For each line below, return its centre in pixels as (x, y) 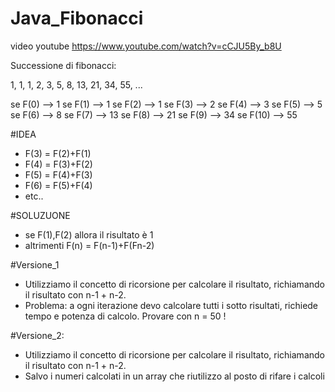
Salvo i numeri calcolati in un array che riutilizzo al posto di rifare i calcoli (174, 376)
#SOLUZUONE (40, 215)
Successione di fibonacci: (63, 65)
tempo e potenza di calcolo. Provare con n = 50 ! (125, 316)
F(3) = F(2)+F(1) (58, 153)
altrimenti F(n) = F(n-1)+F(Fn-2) (89, 245)
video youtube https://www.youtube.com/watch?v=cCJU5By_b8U (146, 46)
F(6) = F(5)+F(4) (58, 185)
